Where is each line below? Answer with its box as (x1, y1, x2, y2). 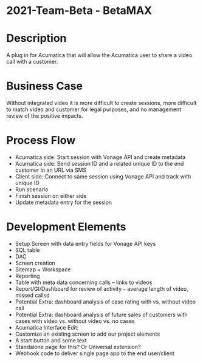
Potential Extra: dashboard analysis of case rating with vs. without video (15, 298, 196, 305)
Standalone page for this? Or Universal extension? (15, 343, 141, 350)
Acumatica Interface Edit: (15, 324, 79, 331)
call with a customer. (6, 58, 58, 66)
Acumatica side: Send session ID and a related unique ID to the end (15, 160, 184, 167)
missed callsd (15, 291, 50, 299)
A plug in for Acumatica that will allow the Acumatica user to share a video (6, 52, 193, 59)
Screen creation (15, 259, 56, 266)
